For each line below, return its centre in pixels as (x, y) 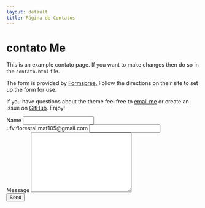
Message (18, 190)
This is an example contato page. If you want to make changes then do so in (103, 65)
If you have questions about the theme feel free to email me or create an (98, 102)
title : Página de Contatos (41, 18)
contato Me (36, 48)
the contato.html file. (33, 72)
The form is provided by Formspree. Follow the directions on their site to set (102, 83)
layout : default (27, 12)
